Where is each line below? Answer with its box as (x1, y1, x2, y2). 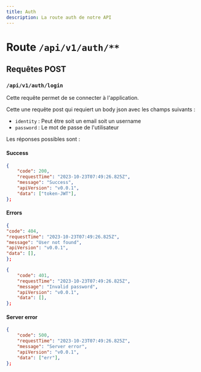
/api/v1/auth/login (6, 82, 63, 89)
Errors (6, 209, 22, 216)
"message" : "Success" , (17, 180, 74, 186)
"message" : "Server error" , (17, 343, 87, 349)
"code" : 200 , (17, 168, 50, 174)
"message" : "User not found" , (6, 239, 82, 245)
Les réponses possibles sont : (6, 136, 80, 143)
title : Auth (6, 8, 36, 15)
